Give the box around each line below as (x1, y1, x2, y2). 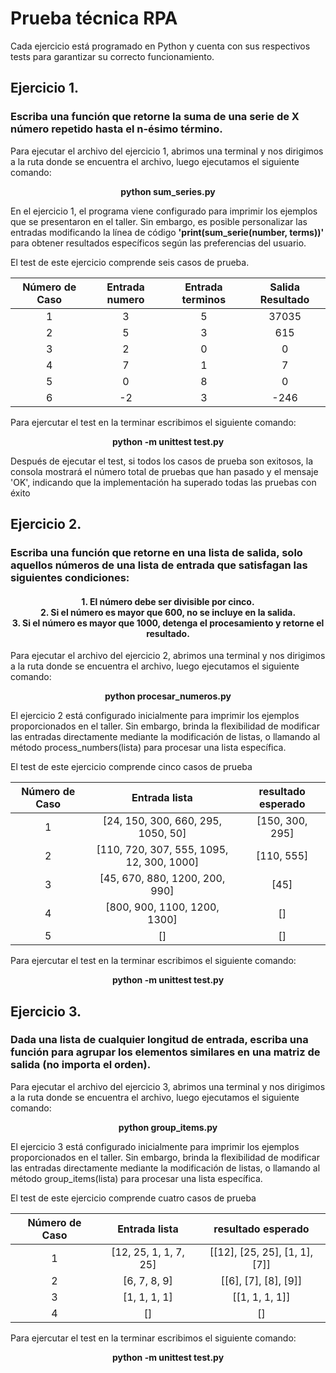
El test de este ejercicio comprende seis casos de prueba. (10, 256, 250, 268)
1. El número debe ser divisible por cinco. (81, 595, 255, 607)
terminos (181, 292, 227, 306)
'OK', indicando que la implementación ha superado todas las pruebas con (10, 476, 317, 488)
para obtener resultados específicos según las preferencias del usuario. (10, 237, 307, 249)
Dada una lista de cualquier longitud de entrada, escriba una (10, 1033, 309, 1047)
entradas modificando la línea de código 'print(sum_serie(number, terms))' (10, 226, 325, 238)
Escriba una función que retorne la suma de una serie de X (10, 110, 300, 124)
